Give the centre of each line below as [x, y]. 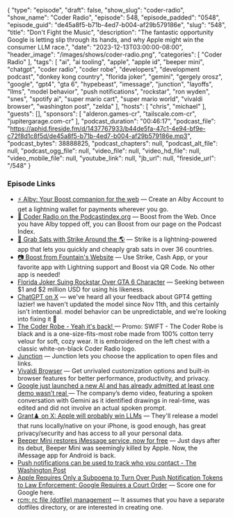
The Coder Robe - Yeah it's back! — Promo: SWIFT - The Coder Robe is [120, 326]
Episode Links [31, 183]
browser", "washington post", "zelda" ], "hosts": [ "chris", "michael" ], [107, 106]
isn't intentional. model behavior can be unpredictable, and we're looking [122, 312]
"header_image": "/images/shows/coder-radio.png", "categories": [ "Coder [115, 54]
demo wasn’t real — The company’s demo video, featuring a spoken [115, 393]
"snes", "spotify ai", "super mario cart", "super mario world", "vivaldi [105, 99]
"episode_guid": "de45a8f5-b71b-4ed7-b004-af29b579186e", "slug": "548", [117, 25]
